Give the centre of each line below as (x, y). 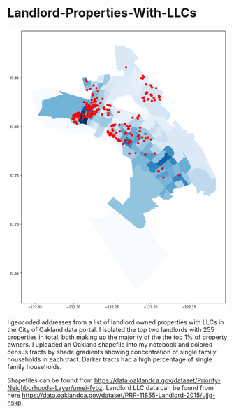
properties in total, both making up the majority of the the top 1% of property (117, 337)
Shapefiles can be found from (50, 380)
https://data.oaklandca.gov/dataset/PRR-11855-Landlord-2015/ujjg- (119, 395)
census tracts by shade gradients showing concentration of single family (112, 352)
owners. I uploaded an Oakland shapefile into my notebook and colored (110, 345)
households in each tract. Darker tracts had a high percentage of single (110, 359)
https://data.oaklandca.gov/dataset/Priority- (158, 380)
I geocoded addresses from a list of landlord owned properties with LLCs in (116, 322)
